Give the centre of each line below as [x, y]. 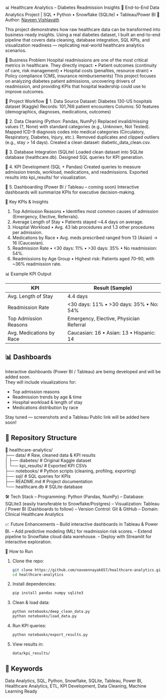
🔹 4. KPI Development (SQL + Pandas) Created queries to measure [73, 167]
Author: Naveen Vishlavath [32, 20]
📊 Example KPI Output [28, 274]
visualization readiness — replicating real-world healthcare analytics [75, 45]
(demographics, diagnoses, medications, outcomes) [58, 112]
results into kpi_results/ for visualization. [46, 177]
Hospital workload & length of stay [47, 402]
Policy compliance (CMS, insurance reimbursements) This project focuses [81, 76]
